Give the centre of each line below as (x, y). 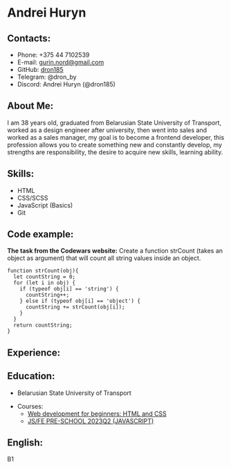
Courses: (30, 406)
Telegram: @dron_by (47, 77)
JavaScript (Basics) (45, 205)
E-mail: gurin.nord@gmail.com (61, 62)
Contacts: (29, 38)
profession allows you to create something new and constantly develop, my (115, 145)
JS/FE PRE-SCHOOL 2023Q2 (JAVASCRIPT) (91, 421)
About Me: (30, 106)
